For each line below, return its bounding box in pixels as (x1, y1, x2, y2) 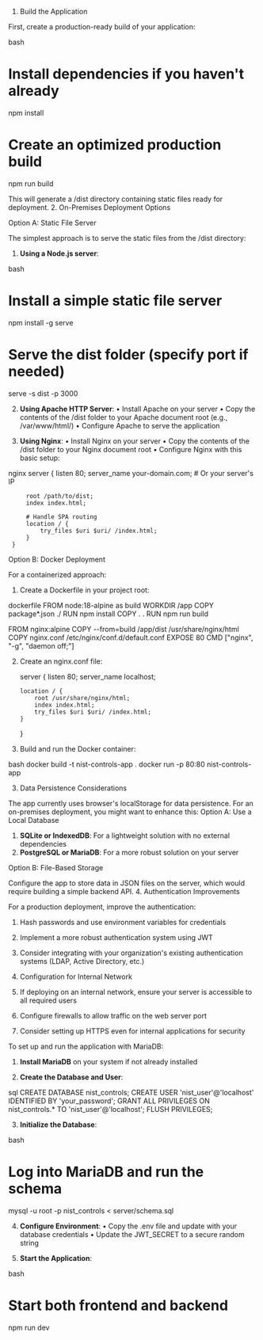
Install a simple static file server (8, 292, 223, 310)
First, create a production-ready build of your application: (8, 22, 196, 31)
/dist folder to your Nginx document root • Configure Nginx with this (19, 444, 242, 454)
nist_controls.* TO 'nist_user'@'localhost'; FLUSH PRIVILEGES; (8, 1104, 213, 1113)
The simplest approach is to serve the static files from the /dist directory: (8, 233, 246, 242)
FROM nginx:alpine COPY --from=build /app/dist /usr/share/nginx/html (8, 624, 239, 634)
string (19, 1238, 40, 1247)
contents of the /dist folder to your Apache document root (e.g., (19, 412, 228, 422)
